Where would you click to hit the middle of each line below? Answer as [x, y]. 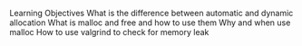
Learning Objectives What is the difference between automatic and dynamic [151, 13]
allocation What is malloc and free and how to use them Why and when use [150, 23]
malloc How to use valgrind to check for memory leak [109, 32]
